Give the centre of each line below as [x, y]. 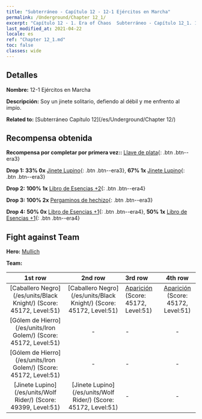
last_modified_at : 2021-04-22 [44, 29]
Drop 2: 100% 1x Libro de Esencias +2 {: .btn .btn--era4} [76, 188]
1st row [35, 278]
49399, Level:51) [35, 408]
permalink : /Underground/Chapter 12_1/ [56, 17]
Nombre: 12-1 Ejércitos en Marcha [49, 89]
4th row [178, 278]
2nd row [93, 278]
